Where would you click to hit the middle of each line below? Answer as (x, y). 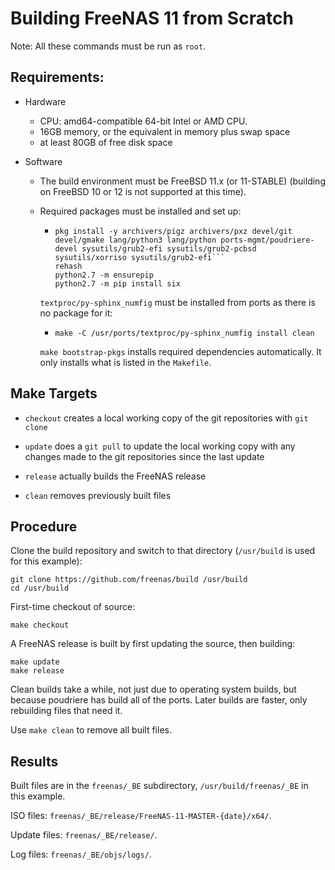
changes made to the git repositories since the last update (144, 456)
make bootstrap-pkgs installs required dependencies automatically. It (180, 351)
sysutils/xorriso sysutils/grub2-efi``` (140, 257)
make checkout (40, 625)
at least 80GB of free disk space (106, 142)
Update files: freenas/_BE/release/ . (84, 835)
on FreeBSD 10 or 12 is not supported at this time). (143, 191)
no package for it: (76, 313)
